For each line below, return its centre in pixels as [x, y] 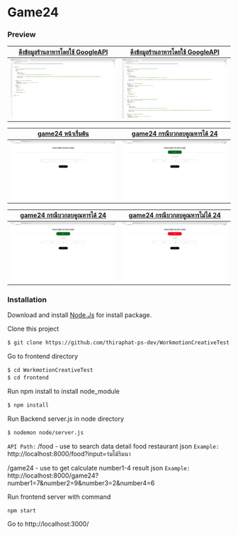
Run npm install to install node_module [64, 391]
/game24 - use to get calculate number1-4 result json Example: [99, 468]
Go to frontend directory [43, 356]
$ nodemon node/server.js [45, 432]
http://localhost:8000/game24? [53, 475]
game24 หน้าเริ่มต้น [63, 134]
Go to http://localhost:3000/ [48, 524]
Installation [27, 299]
